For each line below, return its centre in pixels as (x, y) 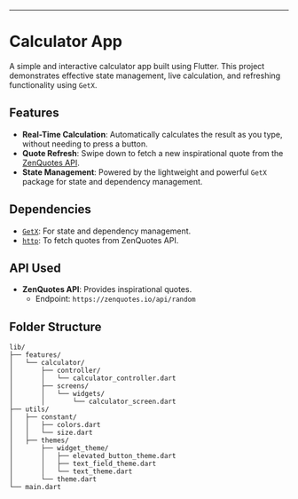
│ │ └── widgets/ (57, 394)
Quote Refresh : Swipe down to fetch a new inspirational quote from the (153, 153)
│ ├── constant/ (43, 417)
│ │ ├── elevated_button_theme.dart (93, 456)
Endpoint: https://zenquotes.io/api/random (115, 299)
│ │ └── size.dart (51, 433)
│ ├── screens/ (49, 386)
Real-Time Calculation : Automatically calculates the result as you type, (152, 134)
